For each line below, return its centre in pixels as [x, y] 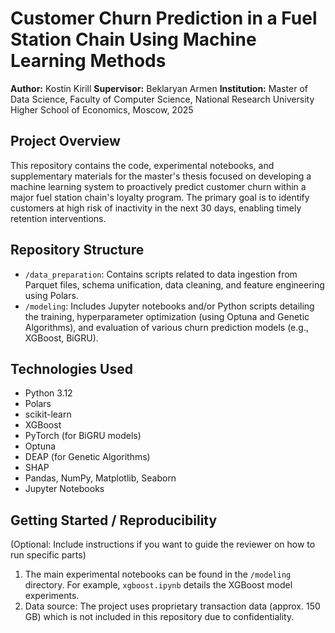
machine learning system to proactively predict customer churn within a [158, 186]
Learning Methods [88, 61]
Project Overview [65, 141]
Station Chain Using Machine [133, 39]
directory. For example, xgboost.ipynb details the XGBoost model [158, 585]
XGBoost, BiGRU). [61, 338]
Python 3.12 [48, 393]
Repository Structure [77, 250]
